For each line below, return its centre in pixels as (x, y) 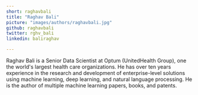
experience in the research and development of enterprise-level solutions (95, 73)
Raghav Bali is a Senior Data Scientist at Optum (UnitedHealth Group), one (96, 60)
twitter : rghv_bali (30, 33)
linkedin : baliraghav (33, 39)
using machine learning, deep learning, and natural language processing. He (99, 79)
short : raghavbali (29, 11)
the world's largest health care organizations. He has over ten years (89, 67)
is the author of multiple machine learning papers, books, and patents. (92, 85)
